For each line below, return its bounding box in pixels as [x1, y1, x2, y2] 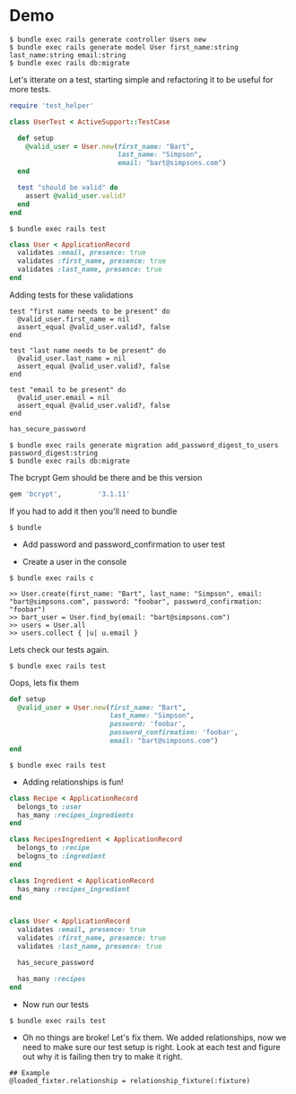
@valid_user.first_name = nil [17, 315, 130, 324]
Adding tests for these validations [9, 289, 134, 300]
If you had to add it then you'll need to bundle [9, 506, 178, 517]
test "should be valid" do [17, 183, 118, 193]
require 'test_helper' [9, 100, 94, 110]
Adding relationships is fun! [22, 777, 124, 787]
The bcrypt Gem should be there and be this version [9, 472, 203, 482]
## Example [9, 1068, 50, 1077]
